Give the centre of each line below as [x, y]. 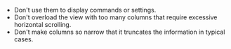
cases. [24, 39]
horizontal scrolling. [42, 24]
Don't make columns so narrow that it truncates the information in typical [119, 32]
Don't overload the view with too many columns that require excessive [115, 17]
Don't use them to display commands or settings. [85, 10]
